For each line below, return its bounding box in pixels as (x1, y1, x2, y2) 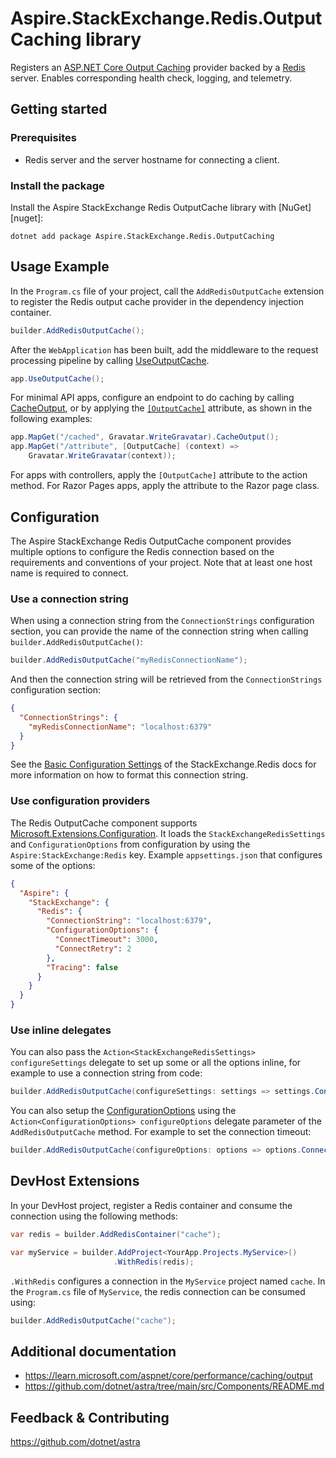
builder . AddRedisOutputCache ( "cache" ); (10, 1315, 177, 1326)
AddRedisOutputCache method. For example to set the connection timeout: (10, 1126, 312, 1138)
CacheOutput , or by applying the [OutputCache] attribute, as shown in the (10, 402, 313, 414)
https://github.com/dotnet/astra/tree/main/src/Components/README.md (24, 1380, 325, 1392)
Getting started (10, 101, 108, 118)
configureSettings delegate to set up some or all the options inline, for (10, 1057, 302, 1069)
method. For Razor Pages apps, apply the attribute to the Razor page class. (10, 480, 320, 492)
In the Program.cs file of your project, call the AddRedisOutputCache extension (10, 285, 325, 297)
